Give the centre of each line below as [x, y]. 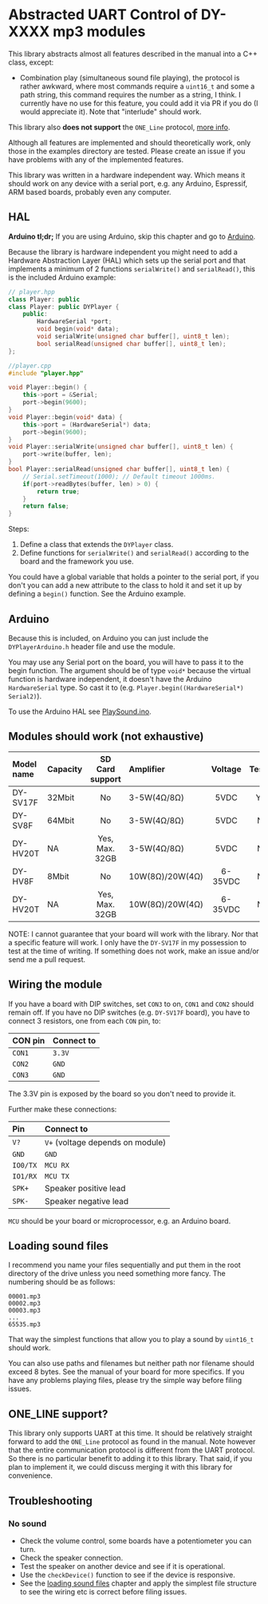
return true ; [59, 491]
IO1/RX [25, 1176]
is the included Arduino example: [62, 277]
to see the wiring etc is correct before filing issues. [103, 1591]
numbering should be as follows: [62, 1282]
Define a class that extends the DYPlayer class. [97, 545]
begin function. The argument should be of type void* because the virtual [130, 670]
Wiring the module [55, 985]
